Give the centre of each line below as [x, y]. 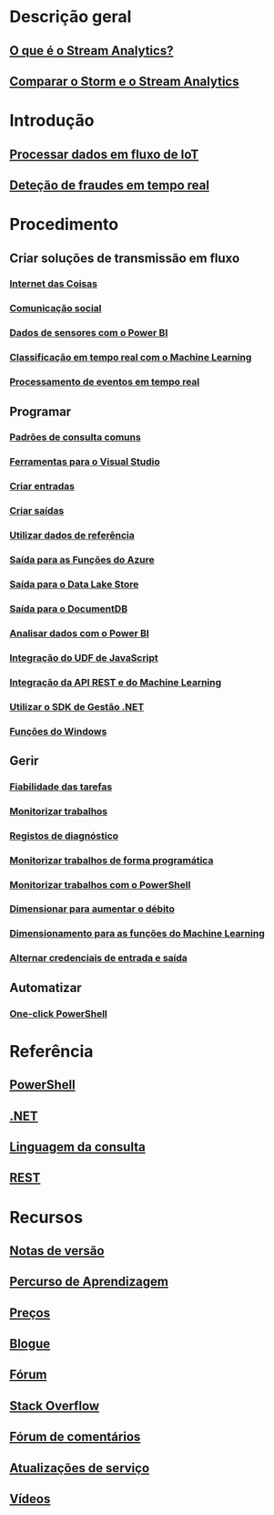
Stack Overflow [55, 1406]
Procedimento [64, 225]
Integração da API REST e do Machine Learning [116, 682]
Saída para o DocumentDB [69, 609]
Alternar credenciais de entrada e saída [99, 958]
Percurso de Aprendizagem [89, 1282]
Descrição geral [71, 17]
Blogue [30, 1344]
